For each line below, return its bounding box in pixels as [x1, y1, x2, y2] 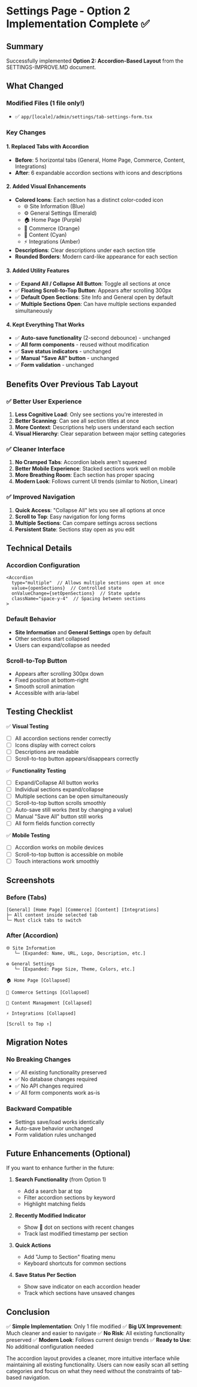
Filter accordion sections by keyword [23, 1194, 116, 1201]
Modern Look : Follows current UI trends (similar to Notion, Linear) [14, 478, 178, 485]
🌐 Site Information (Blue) [23, 203, 86, 210]
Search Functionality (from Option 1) [14, 1176, 107, 1183]
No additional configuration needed [6, 1343, 94, 1350]
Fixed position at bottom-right [14, 676, 89, 684]
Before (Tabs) [6, 893, 47, 901]
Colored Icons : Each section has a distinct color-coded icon [14, 197, 163, 204]
